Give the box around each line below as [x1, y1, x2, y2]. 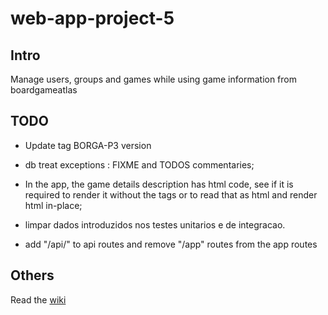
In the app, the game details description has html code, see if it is [24, 178, 294, 190]
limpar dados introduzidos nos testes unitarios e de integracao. [24, 218, 286, 231]
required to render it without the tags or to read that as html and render [24, 188, 318, 201]
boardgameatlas [10, 84, 78, 96]
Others [10, 267, 55, 284]
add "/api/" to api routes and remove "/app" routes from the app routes [24, 238, 318, 250]
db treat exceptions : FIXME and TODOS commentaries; [24, 158, 255, 171]
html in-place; [24, 199, 83, 211]
